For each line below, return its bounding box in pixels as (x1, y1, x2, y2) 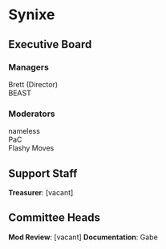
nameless (8, 127, 40, 136)
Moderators (8, 108, 55, 119)
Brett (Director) (8, 79, 59, 89)
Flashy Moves (8, 143, 55, 153)
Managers (8, 62, 50, 73)
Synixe (8, 6, 55, 24)
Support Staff (8, 167, 78, 180)
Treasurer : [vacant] (8, 187, 74, 197)
